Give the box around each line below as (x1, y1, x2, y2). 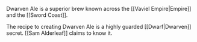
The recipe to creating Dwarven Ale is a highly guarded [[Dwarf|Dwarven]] (6, 23, 192, 30)
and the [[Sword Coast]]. (6, 11, 68, 19)
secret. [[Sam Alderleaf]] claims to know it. (6, 29, 113, 37)
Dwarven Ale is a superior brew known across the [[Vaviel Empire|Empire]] (6, 5, 192, 12)
